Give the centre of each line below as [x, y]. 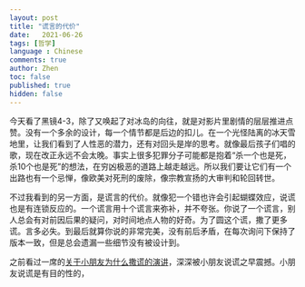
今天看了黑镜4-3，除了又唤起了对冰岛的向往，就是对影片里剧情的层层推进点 [151, 121]
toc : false [30, 77]
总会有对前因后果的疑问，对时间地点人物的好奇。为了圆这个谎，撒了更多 [152, 220]
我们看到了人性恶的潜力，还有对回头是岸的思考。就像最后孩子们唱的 [168, 143]
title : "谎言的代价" [44, 26]
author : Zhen [34, 69]
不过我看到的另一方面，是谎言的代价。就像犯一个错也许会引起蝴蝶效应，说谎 [152, 197]
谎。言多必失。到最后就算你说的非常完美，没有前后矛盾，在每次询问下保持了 [152, 231]
